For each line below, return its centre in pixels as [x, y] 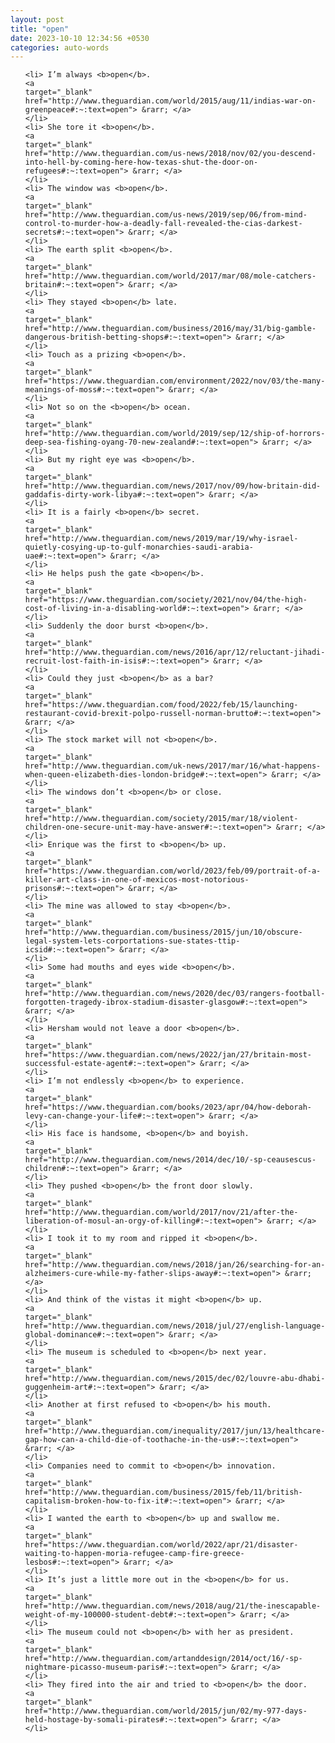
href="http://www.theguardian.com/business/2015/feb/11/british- [163, 1492]
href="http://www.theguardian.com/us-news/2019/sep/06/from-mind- [166, 215]
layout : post [37, 19]
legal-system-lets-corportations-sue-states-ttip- [132, 941]
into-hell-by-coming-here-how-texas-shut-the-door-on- [141, 162]
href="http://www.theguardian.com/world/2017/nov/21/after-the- [161, 1212]
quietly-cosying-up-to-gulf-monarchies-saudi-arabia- [139, 547]
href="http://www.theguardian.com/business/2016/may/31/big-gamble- [170, 329]
